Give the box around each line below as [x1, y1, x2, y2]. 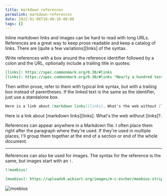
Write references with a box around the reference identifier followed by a [5, 55, 154, 61]
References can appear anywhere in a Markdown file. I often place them [5, 122, 153, 128]
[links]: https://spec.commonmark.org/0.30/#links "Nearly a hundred [5, 75, 153, 80]
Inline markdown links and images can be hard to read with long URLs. [5, 35, 149, 41]
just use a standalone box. [5, 94, 59, 100]
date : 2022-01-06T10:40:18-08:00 [5, 16, 75, 21]
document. [5, 138, 27, 144]
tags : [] [5, 21, 23, 26]
